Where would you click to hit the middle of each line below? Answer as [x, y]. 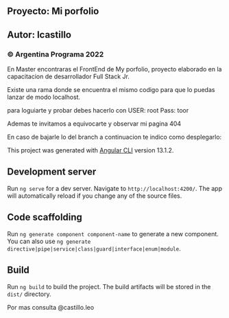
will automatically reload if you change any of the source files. [95, 196]
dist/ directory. [29, 294]
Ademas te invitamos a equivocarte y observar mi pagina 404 [94, 124]
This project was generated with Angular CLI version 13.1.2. [91, 150]
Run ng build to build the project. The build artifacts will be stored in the [109, 286]
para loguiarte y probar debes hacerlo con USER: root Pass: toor [98, 111]
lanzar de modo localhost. [44, 97]
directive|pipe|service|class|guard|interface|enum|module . [94, 248]
